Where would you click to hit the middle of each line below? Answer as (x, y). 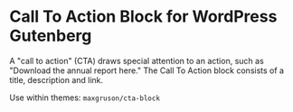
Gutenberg (51, 36)
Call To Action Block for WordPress (143, 17)
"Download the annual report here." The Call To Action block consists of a (147, 70)
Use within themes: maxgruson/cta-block (85, 98)
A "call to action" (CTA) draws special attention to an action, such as (137, 61)
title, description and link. (57, 79)
